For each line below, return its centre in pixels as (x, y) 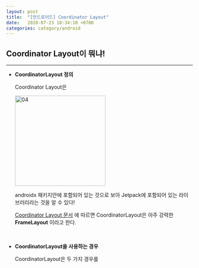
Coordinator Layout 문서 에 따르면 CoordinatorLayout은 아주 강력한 (94, 215)
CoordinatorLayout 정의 (44, 75)
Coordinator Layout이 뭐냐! (56, 54)
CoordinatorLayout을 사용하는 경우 (57, 247)
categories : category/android (44, 28)
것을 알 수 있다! (58, 202)
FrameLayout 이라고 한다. (46, 222)
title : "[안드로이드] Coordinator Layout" (57, 17)
